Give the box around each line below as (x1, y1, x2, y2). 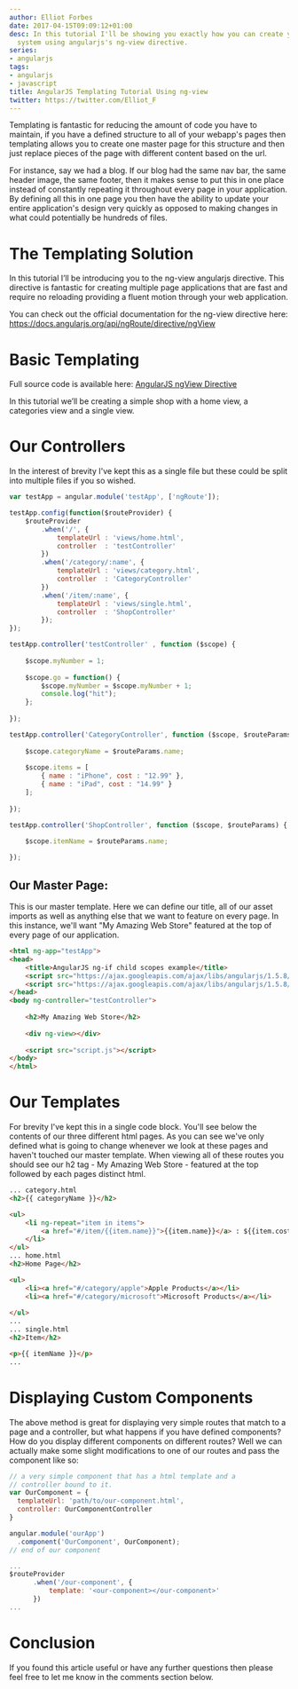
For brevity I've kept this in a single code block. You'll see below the (9, 1122, 257, 1133)
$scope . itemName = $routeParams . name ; (25, 837, 169, 846)
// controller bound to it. (9, 1480, 114, 1489)
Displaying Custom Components (9, 1387, 254, 1408)
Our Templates (9, 1093, 121, 1112)
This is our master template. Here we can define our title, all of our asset (9, 902, 273, 912)
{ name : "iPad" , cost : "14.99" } (41, 780, 173, 789)
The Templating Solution (9, 243, 194, 264)
